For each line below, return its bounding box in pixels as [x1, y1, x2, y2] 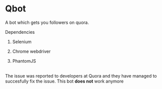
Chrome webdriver [12, 48, 51, 54]
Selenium [12, 38, 32, 45]
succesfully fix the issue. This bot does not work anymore [5, 78, 124, 84]
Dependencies [5, 29, 35, 35]
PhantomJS [12, 58, 36, 64]
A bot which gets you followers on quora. [5, 19, 89, 25]
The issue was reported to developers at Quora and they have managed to [5, 73, 157, 79]
